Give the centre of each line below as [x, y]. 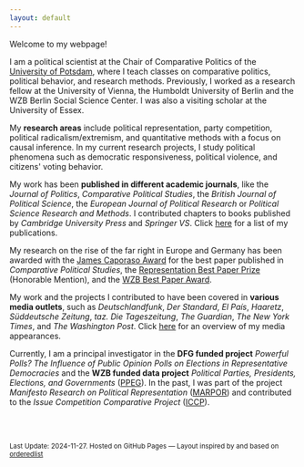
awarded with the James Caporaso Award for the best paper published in [147, 260]
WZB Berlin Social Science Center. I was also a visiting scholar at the [138, 100]
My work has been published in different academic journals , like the [139, 184]
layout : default [40, 18]
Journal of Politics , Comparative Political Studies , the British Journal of [143, 193]
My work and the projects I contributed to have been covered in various [144, 296]
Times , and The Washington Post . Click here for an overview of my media [147, 326]
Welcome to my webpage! [58, 44]
